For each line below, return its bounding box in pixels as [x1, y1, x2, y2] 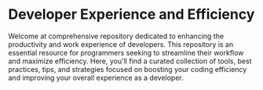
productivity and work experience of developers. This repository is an [8, 39, 234, 49]
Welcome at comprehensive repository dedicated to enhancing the [8, 31, 225, 41]
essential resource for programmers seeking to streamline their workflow [8, 48, 244, 57]
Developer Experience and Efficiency [8, 5, 255, 23]
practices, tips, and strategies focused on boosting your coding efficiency [8, 64, 247, 74]
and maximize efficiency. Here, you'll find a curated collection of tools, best [8, 56, 252, 66]
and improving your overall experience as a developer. [8, 73, 184, 82]
